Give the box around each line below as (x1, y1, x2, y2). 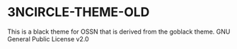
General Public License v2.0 (7, 34, 90, 43)
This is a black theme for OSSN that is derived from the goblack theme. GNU (7, 27, 231, 36)
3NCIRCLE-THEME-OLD (7, 4, 150, 20)
